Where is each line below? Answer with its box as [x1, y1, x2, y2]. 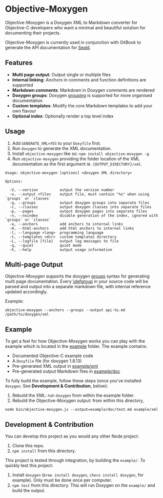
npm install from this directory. [12, 448, 76, 454]
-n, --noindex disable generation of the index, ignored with [9, 213, 159, 218]
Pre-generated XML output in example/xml [12, 363, 99, 369]
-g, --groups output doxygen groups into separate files [9, 200, 150, 205]
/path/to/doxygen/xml [5, 312, 49, 317]
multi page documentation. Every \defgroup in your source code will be [5, 279, 148, 284]
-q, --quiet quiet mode [9, 243, 82, 248]
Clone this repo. [12, 443, 44, 448]
